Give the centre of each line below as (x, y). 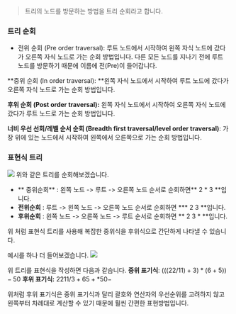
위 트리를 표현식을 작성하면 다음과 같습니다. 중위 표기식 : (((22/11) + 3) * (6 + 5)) (117, 270)
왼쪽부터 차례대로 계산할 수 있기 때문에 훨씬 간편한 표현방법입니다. (98, 303)
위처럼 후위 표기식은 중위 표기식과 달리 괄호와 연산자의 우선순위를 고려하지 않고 (116, 294)
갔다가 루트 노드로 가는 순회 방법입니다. (61, 113)
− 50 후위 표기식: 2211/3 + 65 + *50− (60, 279)
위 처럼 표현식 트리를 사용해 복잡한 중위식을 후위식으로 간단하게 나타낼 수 (107, 231)
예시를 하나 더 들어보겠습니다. (48, 255)
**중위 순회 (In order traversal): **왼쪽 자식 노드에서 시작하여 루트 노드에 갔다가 (118, 81)
